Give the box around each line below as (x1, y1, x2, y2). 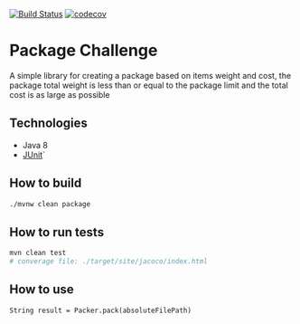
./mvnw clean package (9, 199, 91, 208)
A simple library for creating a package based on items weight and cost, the (9, 70, 292, 81)
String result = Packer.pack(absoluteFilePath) (9, 306, 192, 315)
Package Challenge (9, 41, 158, 61)
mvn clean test (9, 249, 67, 258)
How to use (9, 281, 74, 298)
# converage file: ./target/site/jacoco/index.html (9, 257, 208, 266)
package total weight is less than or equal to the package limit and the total (9, 80, 289, 91)
